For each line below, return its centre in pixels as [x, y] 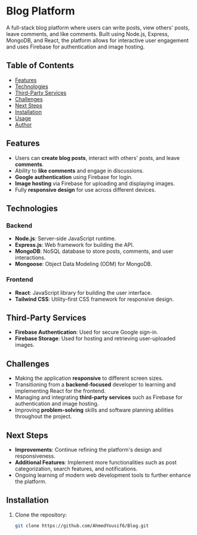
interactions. [30, 258]
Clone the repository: [41, 515]
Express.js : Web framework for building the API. [74, 245]
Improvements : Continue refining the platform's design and [88, 449]
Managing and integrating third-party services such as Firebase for [99, 397]
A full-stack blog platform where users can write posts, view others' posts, [98, 28]
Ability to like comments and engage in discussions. [79, 170]
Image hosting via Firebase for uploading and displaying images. [95, 183]
